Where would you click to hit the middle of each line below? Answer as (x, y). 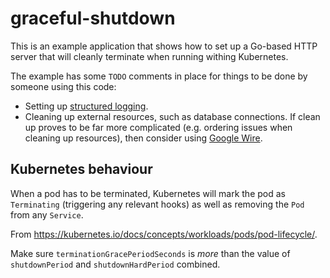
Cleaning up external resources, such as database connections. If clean (172, 116)
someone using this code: (63, 86)
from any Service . (47, 214)
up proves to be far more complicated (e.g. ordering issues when (158, 127)
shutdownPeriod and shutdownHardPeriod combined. (115, 264)
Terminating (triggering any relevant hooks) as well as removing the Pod (157, 204)
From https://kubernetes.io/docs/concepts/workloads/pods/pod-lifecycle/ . (164, 234)
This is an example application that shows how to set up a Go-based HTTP (164, 46)
